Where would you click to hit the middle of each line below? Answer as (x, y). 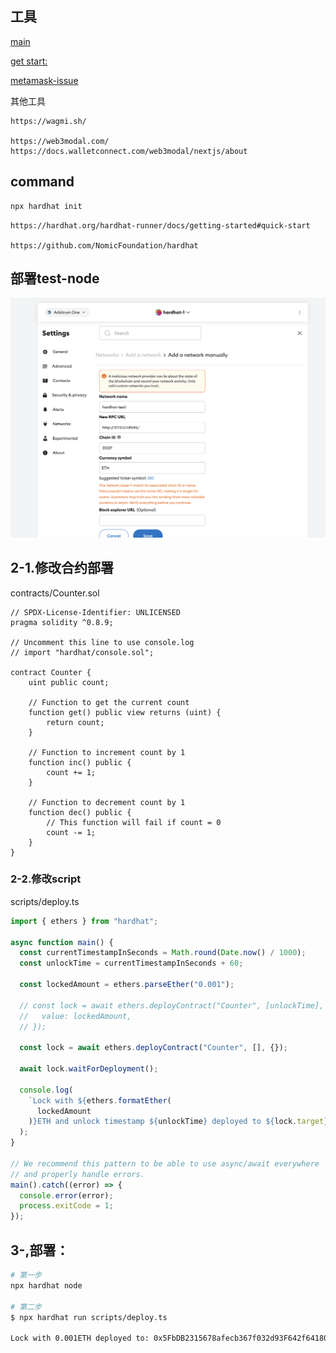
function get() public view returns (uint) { (125, 712)
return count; (75, 722)
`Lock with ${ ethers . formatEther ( (100, 1100)
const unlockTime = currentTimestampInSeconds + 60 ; (131, 963)
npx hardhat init (46, 206)
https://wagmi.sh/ (48, 121)
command (42, 182)
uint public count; (69, 682)
